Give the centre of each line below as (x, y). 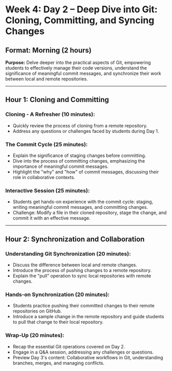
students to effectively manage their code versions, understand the (76, 68)
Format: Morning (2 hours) (48, 50)
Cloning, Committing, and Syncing (80, 20)
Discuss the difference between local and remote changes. (75, 265)
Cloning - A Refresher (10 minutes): (50, 114)
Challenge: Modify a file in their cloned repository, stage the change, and (90, 213)
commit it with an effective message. (51, 218)
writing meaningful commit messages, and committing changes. (80, 207)
